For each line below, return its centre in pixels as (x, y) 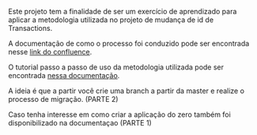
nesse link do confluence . (50, 52)
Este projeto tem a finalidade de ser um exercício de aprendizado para (123, 11)
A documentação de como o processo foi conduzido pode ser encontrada (129, 43)
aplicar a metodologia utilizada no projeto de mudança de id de (111, 20)
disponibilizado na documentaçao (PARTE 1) (80, 123)
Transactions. (30, 28)
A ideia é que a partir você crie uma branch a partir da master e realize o (127, 91)
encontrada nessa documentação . (64, 75)
